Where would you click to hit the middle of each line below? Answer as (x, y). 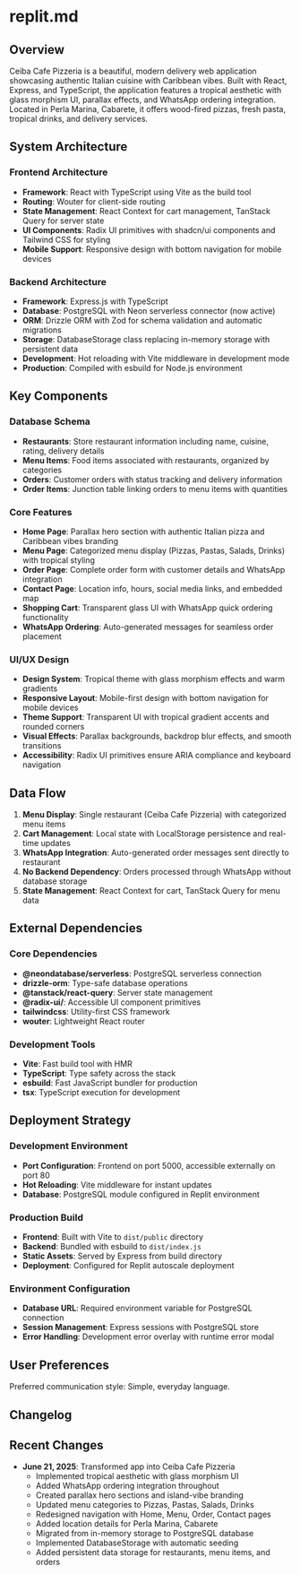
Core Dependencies (54, 954)
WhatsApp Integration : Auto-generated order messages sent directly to (155, 852)
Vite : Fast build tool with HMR (77, 1064)
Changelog (41, 1415)
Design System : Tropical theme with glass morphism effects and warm (154, 679)
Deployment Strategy (70, 1121)
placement (42, 636)
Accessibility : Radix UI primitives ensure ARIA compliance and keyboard (156, 756)
